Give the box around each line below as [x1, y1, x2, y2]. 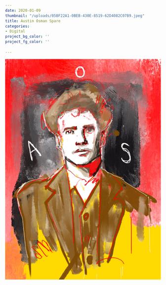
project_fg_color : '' [5, 40, 50, 45]
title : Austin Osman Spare [5, 18, 61, 23]
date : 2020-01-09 [5, 8, 41, 13]
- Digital [5, 29, 26, 34]
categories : [5, 24, 30, 29]
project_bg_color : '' [5, 34, 50, 39]
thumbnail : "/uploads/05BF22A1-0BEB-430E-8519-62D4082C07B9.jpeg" [5, 13, 145, 18]
